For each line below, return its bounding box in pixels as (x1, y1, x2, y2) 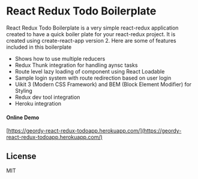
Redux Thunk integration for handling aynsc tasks (14, 61, 138, 69)
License (6, 151, 37, 161)
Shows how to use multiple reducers (14, 55, 106, 62)
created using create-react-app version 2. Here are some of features (6, 37, 176, 44)
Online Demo (6, 113, 40, 121)
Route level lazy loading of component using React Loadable (14, 68, 165, 75)
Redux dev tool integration (14, 93, 80, 101)
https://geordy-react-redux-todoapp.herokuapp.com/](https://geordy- (8, 127, 182, 134)
